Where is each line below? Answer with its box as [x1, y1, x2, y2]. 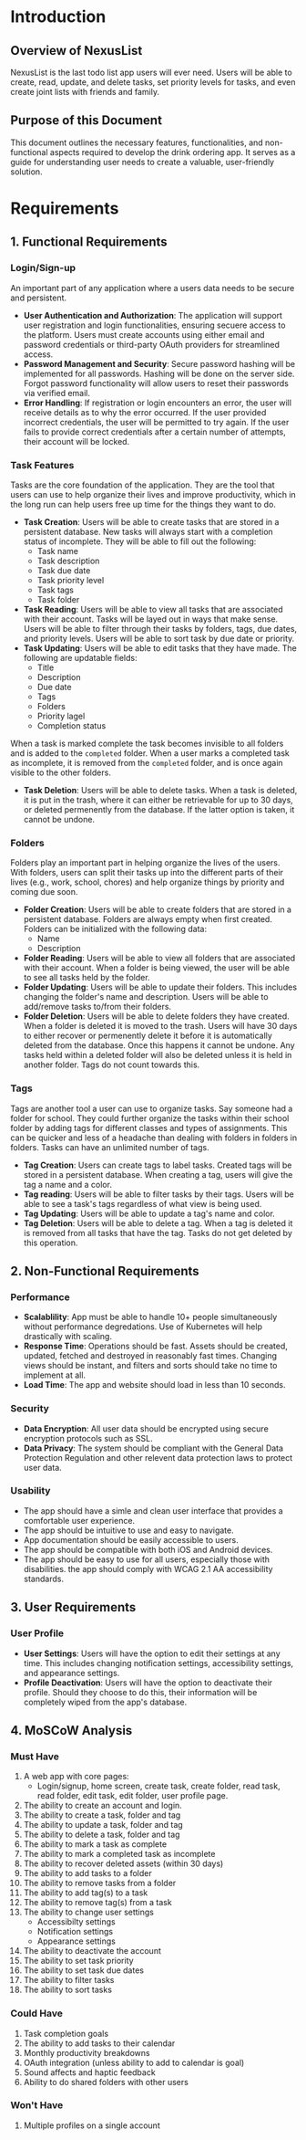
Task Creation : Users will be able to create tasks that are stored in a [23, 516, 280, 527]
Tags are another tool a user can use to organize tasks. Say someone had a [10, 1103, 293, 1114]
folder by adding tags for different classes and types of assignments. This [10, 1122, 288, 1133]
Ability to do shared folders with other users [23, 2076, 189, 2087]
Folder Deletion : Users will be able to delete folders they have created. [23, 1011, 290, 1022]
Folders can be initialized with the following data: [23, 924, 208, 935]
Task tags [36, 584, 74, 595]
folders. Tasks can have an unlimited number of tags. [10, 1141, 209, 1152]
